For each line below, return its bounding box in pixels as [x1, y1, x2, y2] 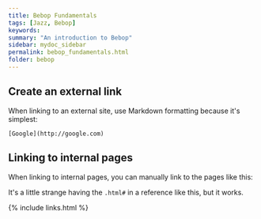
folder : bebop [8, 56, 55, 64]
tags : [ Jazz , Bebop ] [8, 19, 77, 27]
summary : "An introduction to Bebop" [8, 33, 133, 42]
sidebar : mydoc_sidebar [8, 41, 87, 49]
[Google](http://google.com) [8, 130, 104, 138]
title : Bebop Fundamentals [8, 11, 97, 20]
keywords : [8, 26, 41, 34]
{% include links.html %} [8, 202, 89, 212]
